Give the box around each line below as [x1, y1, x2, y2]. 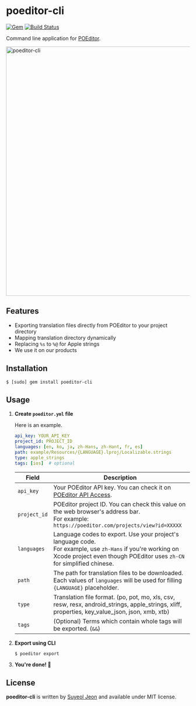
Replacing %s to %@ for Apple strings [14, 340, 100, 347]
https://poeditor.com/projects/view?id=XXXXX [53, 522, 182, 529]
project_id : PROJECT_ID [14, 439, 73, 445]
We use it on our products [14, 346, 77, 353]
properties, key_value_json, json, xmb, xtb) [53, 607, 170, 615]
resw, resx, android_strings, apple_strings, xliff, [53, 600, 182, 608]
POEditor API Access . [53, 490, 113, 498]
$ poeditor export [14, 650, 60, 656]
